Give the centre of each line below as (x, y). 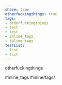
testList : (15, 45)
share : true (17, 9)
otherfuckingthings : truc (31, 14)
